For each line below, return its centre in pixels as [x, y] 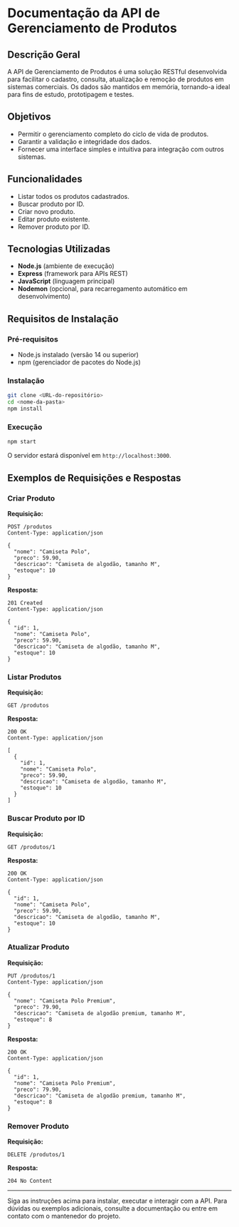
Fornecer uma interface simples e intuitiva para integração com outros [121, 149]
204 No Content [30, 1181]
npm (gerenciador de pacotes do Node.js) [79, 362]
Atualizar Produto [38, 948]
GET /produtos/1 [31, 847]
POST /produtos [30, 527]
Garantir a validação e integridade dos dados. [84, 141]
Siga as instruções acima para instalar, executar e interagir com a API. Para [117, 1201]
